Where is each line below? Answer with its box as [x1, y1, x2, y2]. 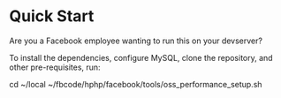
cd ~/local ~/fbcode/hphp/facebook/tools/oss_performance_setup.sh [9, 79, 262, 89]
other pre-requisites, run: [9, 62, 101, 72]
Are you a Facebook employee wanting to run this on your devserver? [9, 35, 263, 46]
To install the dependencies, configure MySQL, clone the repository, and [9, 52, 273, 63]
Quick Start [9, 6, 95, 26]
